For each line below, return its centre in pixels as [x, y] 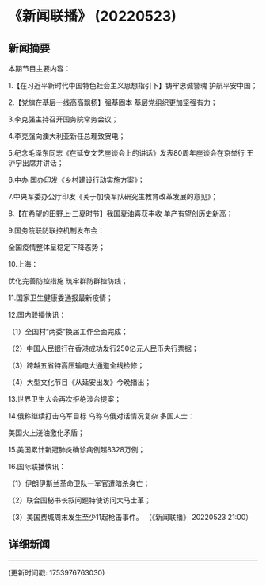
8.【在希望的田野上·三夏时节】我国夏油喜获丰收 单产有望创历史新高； [121, 214]
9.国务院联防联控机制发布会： [57, 230]
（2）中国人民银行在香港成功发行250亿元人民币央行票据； [104, 348]
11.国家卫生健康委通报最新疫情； [61, 298]
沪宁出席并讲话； [36, 163]
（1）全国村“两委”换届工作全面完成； [68, 331]
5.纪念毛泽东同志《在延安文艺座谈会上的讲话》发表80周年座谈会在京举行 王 [131, 153]
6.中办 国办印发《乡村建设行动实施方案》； [76, 180]
